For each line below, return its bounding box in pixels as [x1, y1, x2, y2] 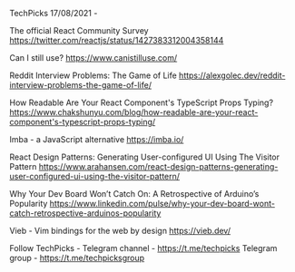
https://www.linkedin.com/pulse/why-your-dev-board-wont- [49, 199, 275, 209]
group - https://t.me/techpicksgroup [9, 253, 145, 263]
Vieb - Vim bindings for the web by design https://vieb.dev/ [9, 226, 231, 236]
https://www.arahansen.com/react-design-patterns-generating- [38, 161, 279, 171]
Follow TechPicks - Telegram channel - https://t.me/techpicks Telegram [9, 243, 278, 253]
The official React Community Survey [9, 25, 149, 35]
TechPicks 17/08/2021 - [9, 8, 98, 18]
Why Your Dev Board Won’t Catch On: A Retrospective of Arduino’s [9, 189, 260, 199]
